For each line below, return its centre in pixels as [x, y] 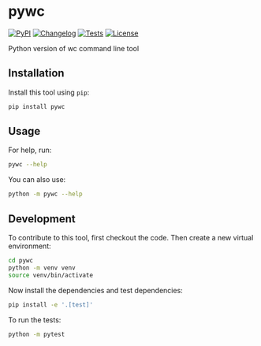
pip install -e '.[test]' [50, 305]
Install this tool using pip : [49, 92]
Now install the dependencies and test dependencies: [95, 290]
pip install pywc [37, 106]
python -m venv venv [42, 268]
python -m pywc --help [45, 194]
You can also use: [37, 180]
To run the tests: [35, 320]
